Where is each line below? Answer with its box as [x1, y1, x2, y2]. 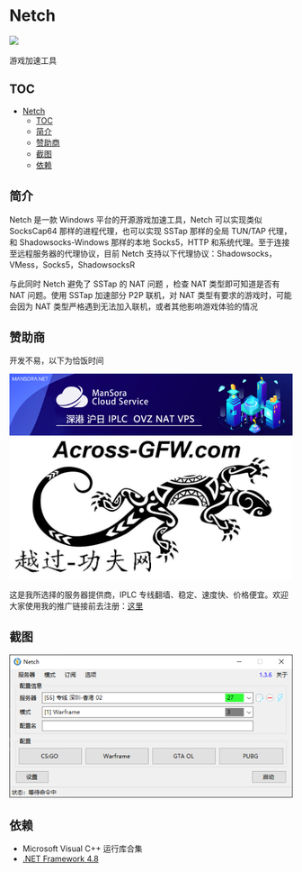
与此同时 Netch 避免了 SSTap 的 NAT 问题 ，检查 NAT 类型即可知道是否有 [9, 278, 280, 289]
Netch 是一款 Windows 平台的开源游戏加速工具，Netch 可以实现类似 [9, 213, 262, 225]
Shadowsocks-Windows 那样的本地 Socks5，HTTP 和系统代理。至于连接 [19, 236, 290, 248]
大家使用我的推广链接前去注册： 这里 [9, 600, 144, 611]
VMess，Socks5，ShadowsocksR [9, 259, 136, 270]
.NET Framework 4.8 [22, 853, 99, 865]
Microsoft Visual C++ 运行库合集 [22, 843, 143, 854]
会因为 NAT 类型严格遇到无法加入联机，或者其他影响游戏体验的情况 [9, 301, 258, 312]
